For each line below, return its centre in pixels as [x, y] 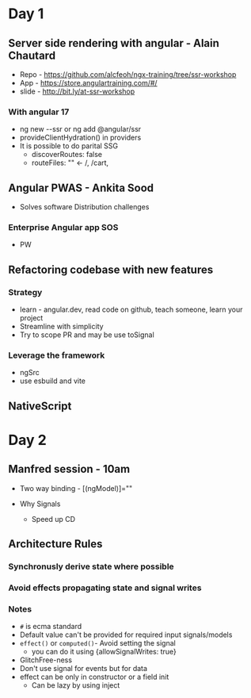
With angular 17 [39, 112]
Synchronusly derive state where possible [91, 566]
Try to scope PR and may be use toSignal [87, 335]
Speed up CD [53, 519]
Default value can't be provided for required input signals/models [126, 635]
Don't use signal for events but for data [84, 669]
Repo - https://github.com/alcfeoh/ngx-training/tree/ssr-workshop [128, 75]
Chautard [32, 55]
